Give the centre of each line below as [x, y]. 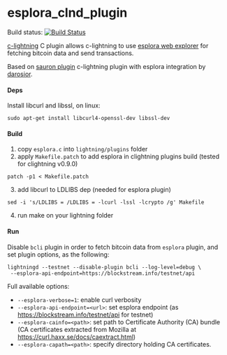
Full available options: [38, 286]
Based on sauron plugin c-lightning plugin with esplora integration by [107, 66]
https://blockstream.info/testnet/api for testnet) [85, 315]
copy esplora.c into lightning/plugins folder [82, 149]
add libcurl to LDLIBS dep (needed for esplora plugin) [94, 190]
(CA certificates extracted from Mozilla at [76, 329]
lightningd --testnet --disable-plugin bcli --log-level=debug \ [104, 267]
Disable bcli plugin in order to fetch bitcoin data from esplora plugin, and [113, 247]
